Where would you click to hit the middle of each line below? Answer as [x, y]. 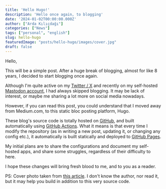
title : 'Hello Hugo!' [28, 10]
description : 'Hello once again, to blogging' [54, 14]
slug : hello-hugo [23, 38]
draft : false [19, 47]
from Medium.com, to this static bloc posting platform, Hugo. [68, 111]
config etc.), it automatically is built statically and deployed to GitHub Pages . [83, 136]
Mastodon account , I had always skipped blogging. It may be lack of [75, 91]
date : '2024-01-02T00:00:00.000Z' [41, 19]
